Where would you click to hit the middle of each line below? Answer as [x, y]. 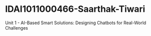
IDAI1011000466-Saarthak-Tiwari [75, 9]
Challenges [17, 28]
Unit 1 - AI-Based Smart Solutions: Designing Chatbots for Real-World [76, 23]
